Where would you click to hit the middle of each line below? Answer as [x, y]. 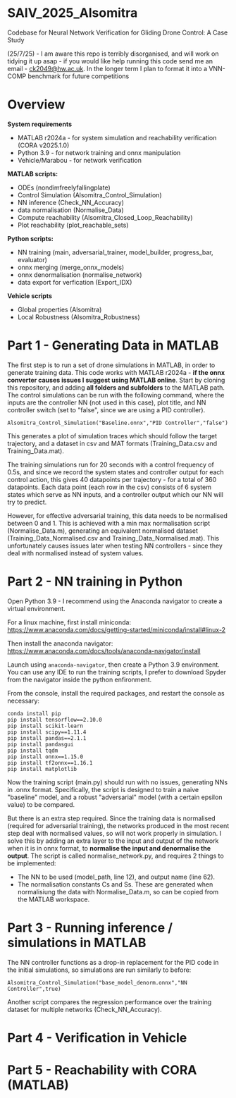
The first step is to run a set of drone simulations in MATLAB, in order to [111, 365]
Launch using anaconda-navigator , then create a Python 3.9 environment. [113, 665]
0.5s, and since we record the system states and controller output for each [116, 472]
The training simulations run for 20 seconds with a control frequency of [111, 464]
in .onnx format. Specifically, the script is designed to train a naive [103, 789]
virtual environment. [36, 608]
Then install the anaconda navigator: [60, 643]
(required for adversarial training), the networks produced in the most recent [118, 825]
